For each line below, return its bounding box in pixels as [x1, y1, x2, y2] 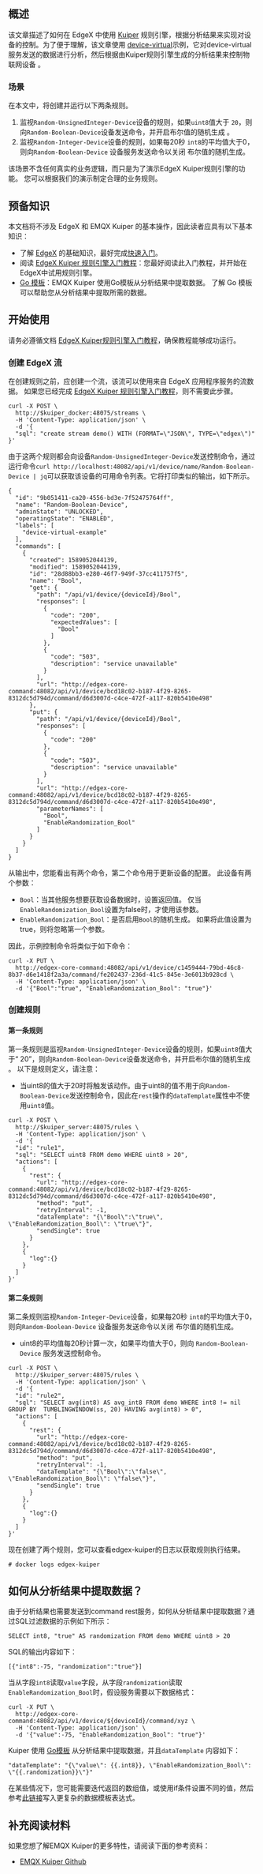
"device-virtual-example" [22, 528, 108, 537]
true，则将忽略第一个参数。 [19, 925, 109, 934]
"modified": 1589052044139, [28, 563, 122, 571]
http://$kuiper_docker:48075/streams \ [15, 409, 146, 417]
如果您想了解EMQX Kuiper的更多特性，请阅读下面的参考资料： [8, 1841, 210, 1850]
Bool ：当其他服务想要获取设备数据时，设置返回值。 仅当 [19, 895, 202, 904]
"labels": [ [15, 522, 55, 530]
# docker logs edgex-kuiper [8, 1560, 101, 1569]
